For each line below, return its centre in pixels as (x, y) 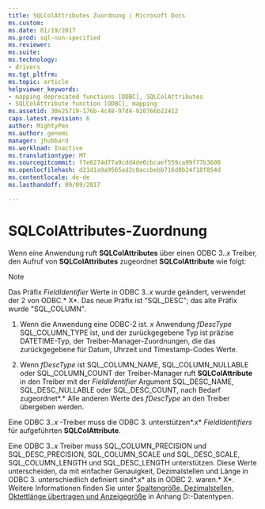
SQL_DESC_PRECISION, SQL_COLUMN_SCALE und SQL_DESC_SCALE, (124, 454)
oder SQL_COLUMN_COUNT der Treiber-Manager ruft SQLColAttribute (136, 373)
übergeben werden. (52, 406)
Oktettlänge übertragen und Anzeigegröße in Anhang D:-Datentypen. (121, 496)
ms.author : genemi (38, 133)
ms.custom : (26, 23)
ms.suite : (25, 52)
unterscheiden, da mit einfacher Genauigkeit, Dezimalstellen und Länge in (129, 471)
